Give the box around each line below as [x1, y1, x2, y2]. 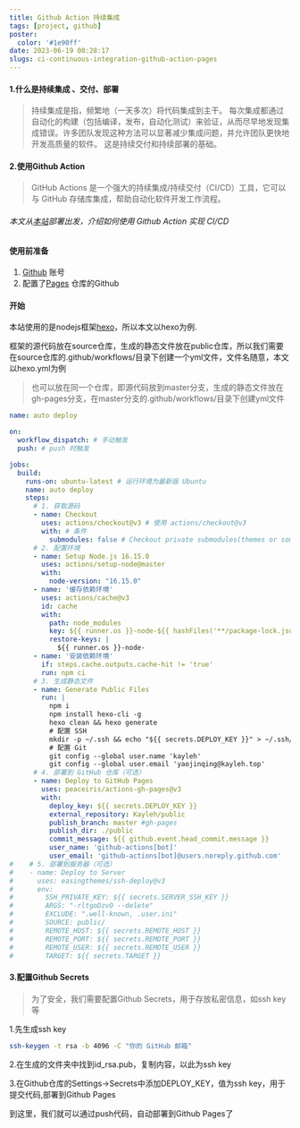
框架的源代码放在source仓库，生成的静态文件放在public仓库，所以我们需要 [9, 341, 284, 352]
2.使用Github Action [9, 160, 86, 171]
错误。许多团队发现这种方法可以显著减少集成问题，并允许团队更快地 [38, 127, 290, 139]
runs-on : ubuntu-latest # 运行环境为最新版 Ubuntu [25, 476, 207, 486]
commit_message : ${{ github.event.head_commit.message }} [48, 834, 270, 844]
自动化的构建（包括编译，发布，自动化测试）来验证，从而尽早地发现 [30, 116, 282, 127]
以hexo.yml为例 [9, 363, 67, 374]
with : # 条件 [41, 526, 87, 535]
